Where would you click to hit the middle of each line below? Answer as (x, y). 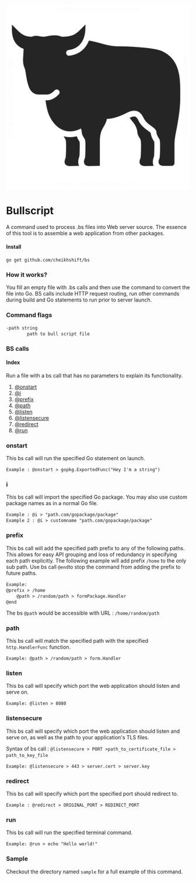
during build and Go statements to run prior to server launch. (79, 300)
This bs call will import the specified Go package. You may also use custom (97, 497)
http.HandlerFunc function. (38, 647)
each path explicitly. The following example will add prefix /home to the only (96, 560)
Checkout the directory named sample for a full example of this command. (94, 872)
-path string (22, 328)
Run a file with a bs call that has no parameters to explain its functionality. (94, 375)
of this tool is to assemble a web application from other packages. (85, 233)
